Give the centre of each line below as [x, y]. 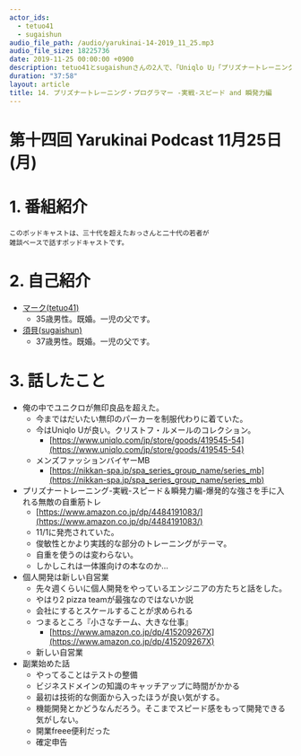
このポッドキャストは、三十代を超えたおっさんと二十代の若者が [109, 233]
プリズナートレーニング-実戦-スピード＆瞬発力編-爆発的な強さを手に [150, 490]
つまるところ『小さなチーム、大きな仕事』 [114, 621]
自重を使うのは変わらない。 [87, 554]
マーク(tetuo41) [51, 307]
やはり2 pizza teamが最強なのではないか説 [115, 599]
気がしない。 [59, 719]
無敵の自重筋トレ [69, 501]
